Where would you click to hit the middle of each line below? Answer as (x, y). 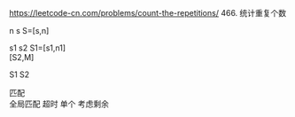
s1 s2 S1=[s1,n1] (38, 48)
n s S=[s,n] (29, 31)
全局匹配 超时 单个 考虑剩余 (59, 104)
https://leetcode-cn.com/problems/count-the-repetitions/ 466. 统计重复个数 (148, 13)
